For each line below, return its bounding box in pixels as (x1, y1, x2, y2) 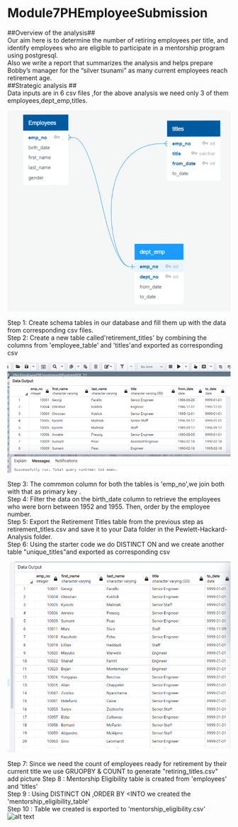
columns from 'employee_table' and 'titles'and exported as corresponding (7, 341, 223, 350)
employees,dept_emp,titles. (7, 96, 88, 104)
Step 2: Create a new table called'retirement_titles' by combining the (7, 333, 208, 342)
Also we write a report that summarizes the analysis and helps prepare (7, 58, 214, 67)
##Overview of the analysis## (7, 28, 96, 37)
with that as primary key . (7, 487, 81, 496)
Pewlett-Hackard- (175, 525, 228, 533)
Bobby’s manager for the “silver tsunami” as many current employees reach (7, 66, 228, 74)
